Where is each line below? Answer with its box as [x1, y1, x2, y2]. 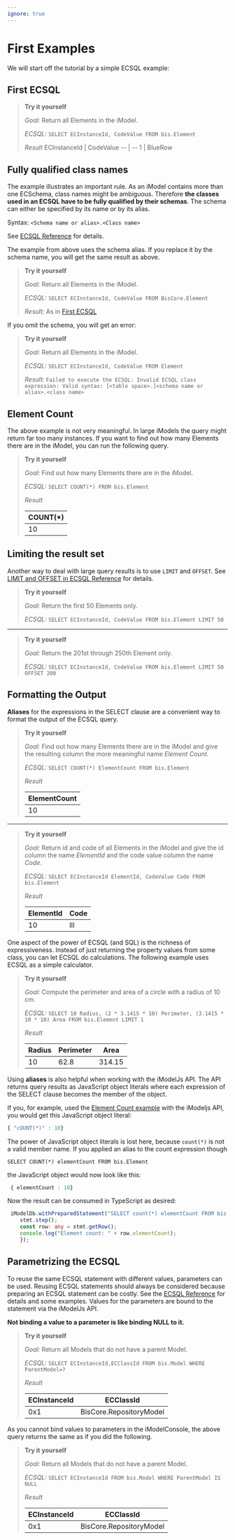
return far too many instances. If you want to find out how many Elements [7, 434, 219, 442]
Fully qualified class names [7, 163, 129, 175]
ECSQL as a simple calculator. [7, 960, 94, 969]
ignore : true [7, 10, 45, 18]
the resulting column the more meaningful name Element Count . [24, 749, 209, 758]
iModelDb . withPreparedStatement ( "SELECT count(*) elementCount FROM [10, 1210, 215, 1217]
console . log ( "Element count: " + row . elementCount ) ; [20, 1230, 177, 1237]
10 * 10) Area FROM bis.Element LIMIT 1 [24, 1016, 144, 1023]
